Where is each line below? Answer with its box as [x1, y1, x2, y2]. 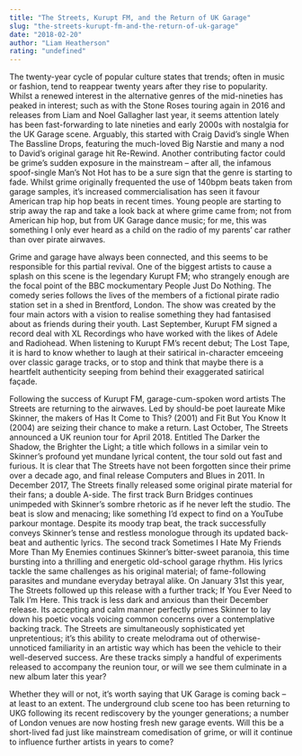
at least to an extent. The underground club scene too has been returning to [9, 698, 290, 709]
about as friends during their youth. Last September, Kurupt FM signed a [9, 319, 278, 330]
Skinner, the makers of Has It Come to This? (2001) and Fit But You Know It [9, 413, 287, 424]
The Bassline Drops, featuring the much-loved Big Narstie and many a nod [9, 139, 285, 150]
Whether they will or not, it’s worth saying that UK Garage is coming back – [9, 688, 287, 699]
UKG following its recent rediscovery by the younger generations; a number [9, 708, 289, 719]
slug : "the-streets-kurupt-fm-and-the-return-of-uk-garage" [9, 22, 240, 31]
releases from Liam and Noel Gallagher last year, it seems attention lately [9, 110, 280, 121]
